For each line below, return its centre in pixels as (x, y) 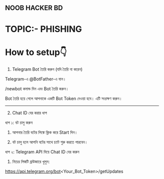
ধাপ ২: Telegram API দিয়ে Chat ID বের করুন (42, 152)
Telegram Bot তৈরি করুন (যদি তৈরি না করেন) (47, 69)
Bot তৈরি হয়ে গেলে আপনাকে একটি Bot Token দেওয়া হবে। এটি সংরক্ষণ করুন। (64, 98)
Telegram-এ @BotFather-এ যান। (36, 79)
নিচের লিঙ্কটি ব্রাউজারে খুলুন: (31, 161)
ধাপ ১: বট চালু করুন (19, 122)
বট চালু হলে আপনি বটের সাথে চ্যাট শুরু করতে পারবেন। (50, 142)
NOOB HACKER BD (34, 8)
